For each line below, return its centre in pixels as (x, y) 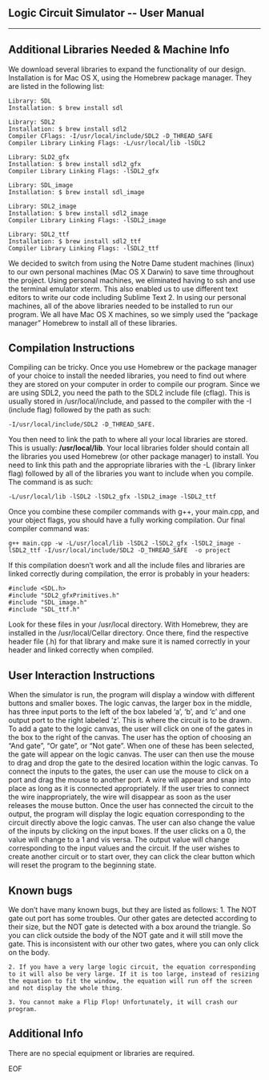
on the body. (29, 952)
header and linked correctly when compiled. (81, 650)
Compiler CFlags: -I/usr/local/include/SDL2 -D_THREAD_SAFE (111, 136)
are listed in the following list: (56, 86)
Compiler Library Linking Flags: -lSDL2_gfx (84, 171)
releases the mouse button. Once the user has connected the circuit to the (131, 806)
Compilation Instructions (72, 348)
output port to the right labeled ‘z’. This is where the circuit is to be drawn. (130, 721)
